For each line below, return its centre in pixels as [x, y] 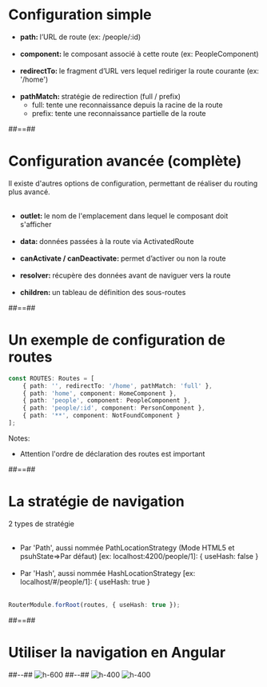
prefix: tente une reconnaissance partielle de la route [119, 113]
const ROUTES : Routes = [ [51, 378]
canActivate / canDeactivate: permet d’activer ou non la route [123, 258]
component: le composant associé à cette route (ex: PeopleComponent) [139, 54]
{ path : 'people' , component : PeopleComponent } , [107, 401]
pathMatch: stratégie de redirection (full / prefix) [100, 96]
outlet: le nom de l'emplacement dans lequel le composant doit [124, 216]
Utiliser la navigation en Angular [117, 652]
